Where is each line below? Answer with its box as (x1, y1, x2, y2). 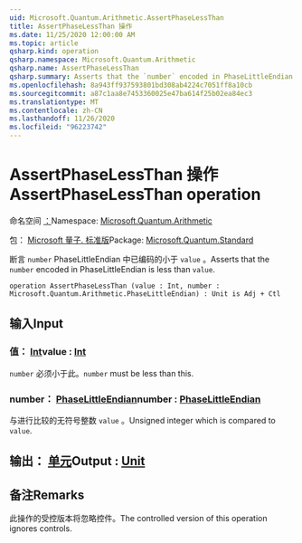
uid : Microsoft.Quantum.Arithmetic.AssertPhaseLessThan (9, 13, 224, 23)
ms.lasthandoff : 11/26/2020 (9, 114, 116, 123)
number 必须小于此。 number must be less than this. (9, 367, 194, 378)
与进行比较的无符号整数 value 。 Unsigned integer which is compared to (9, 414, 276, 425)
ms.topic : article (9, 38, 79, 48)
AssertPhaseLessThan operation (9, 185, 261, 205)
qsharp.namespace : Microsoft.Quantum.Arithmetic (9, 55, 196, 64)
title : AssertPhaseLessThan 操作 (9, 22, 133, 31)
